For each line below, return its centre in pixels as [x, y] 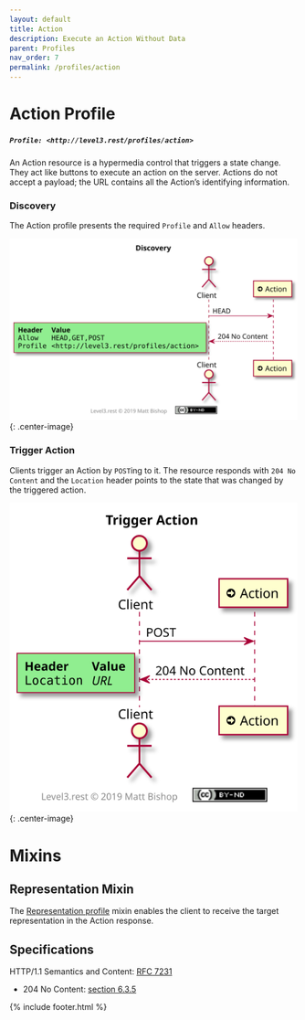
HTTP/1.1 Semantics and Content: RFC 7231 [91, 972]
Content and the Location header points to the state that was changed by [147, 480]
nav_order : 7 [34, 58]
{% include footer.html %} [58, 1007]
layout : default [40, 19]
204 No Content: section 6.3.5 [79, 989]
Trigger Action [42, 451]
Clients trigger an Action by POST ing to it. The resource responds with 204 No [153, 470]
